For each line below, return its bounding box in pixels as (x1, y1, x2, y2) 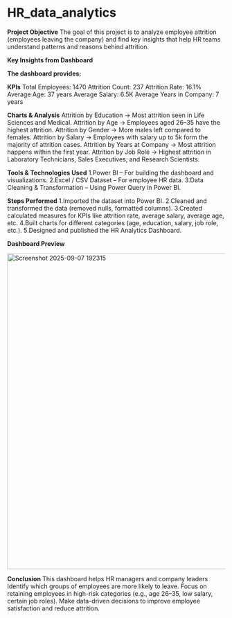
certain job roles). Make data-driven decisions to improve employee (7, 597, 201, 605)
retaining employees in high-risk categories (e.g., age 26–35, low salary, (7, 589, 213, 597)
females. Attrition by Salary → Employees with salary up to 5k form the (7, 133, 208, 141)
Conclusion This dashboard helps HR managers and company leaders (7, 574, 208, 583)
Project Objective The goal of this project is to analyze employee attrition (7, 28, 217, 36)
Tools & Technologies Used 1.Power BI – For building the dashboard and (7, 168, 214, 177)
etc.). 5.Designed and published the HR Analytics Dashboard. (7, 226, 182, 234)
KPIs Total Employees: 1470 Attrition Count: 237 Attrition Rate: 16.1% (7, 82, 202, 91)
